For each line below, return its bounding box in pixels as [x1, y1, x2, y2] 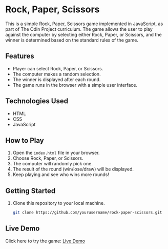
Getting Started [5, 186, 56, 195]
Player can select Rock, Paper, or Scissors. [12, 65, 103, 71]
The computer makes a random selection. [12, 71, 101, 77]
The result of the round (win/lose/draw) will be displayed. [12, 166, 134, 173]
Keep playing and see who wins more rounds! [12, 171, 109, 178]
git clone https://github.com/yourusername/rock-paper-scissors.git [12, 210, 162, 215]
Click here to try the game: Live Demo [5, 238, 86, 244]
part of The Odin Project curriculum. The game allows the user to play [5, 26, 153, 32]
